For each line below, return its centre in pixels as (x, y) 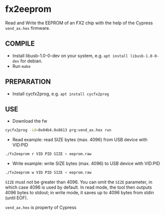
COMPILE (20, 44)
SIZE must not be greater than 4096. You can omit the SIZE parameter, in (79, 182)
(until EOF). (17, 198)
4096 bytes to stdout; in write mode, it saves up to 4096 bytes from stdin (80, 192)
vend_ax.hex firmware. (28, 28)
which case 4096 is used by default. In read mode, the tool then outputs (79, 187)
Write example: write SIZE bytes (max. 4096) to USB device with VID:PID (86, 163)
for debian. (32, 61)
